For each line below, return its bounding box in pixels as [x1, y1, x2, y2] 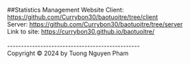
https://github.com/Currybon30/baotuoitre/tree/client [7, 13, 158, 21]
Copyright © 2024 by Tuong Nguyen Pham [7, 49, 129, 57]
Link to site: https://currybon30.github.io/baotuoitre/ [7, 27, 155, 35]
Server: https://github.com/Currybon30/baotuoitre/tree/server [7, 20, 183, 28]
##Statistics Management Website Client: [7, 6, 124, 14]
